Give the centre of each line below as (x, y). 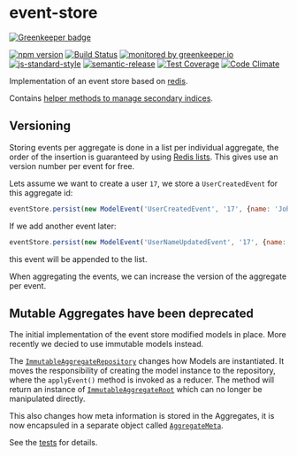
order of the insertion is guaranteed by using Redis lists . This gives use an (144, 157)
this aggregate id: (41, 192)
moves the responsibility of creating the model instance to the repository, (142, 371)
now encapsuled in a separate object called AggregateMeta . (116, 425)
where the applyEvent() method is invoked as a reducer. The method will (142, 380)
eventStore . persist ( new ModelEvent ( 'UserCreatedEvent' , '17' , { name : (140, 209)
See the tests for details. (53, 443)
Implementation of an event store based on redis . (99, 81)
